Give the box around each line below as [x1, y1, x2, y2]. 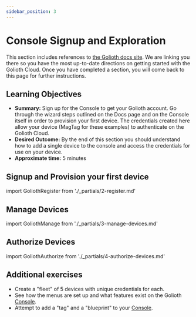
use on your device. [14, 148, 63, 156]
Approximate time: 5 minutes [14, 155, 87, 162]
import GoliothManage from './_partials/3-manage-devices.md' [6, 220, 158, 227]
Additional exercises [6, 270, 83, 280]
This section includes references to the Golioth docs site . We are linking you [6, 54, 190, 61]
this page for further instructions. [6, 72, 86, 79]
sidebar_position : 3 [6, 8, 57, 15]
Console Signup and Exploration [6, 34, 166, 47]
